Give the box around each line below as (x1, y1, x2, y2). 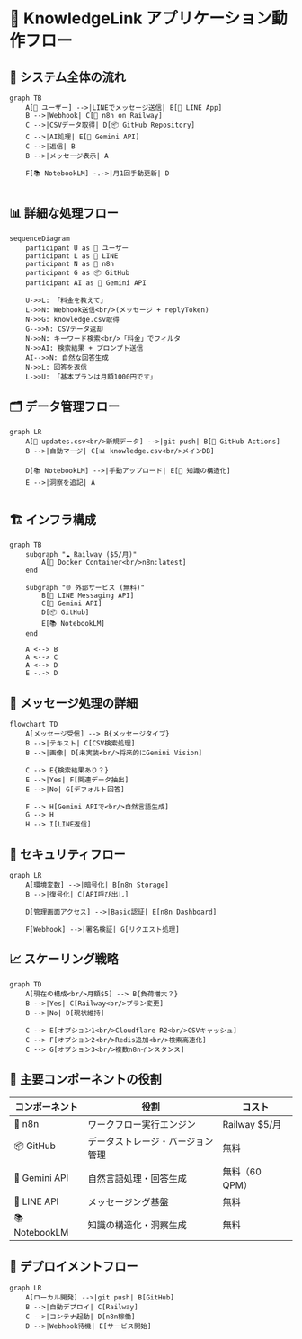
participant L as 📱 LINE (25, 251, 119, 261)
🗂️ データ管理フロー (9, 399, 120, 415)
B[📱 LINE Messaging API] (41, 591, 135, 601)
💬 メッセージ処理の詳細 (9, 695, 138, 710)
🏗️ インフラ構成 (9, 513, 97, 528)
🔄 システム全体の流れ (9, 69, 127, 85)
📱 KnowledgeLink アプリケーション (9, 8, 272, 29)
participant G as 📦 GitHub (25, 268, 130, 277)
